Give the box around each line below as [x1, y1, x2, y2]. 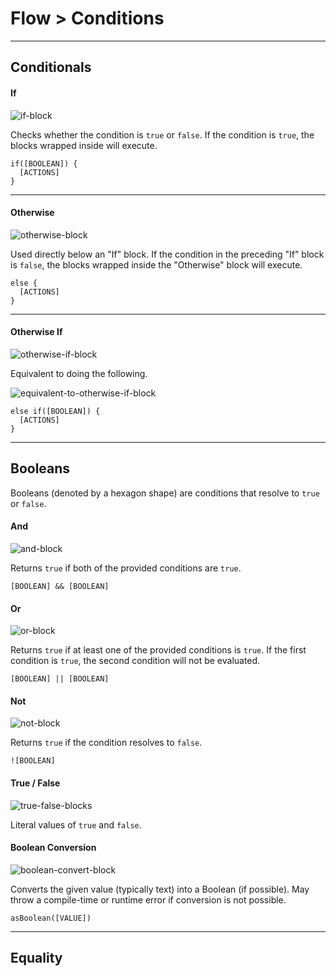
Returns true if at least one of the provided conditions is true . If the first [10, 644, 307, 656]
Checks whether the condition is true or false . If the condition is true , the [10, 128, 315, 141]
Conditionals [10, 59, 92, 76]
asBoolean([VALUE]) [10, 913, 92, 923]
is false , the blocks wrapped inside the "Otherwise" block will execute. [10, 258, 303, 271]
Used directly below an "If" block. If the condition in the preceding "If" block [10, 248, 325, 260]
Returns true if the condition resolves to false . [10, 737, 203, 749]
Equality [10, 950, 63, 967]
